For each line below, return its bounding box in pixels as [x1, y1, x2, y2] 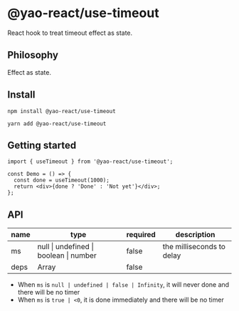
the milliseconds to [162, 242, 226, 252]
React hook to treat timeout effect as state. [7, 28, 133, 37]
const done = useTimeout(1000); [14, 176, 110, 184]
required [126, 230, 156, 240]
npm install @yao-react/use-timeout [7, 107, 116, 115]
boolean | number [37, 251, 97, 260]
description [175, 230, 216, 240]
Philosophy [7, 49, 59, 61]
